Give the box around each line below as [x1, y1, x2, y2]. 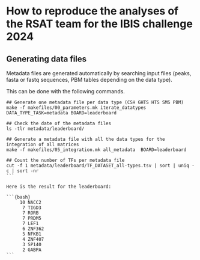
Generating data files [6, 54, 87, 64]
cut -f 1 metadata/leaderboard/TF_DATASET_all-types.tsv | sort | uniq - [6, 162, 195, 169]
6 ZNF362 [22, 226, 44, 232]
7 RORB [22, 210, 39, 216]
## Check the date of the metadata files [6, 120, 112, 126]
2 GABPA [22, 247, 42, 253]
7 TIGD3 [22, 205, 42, 211]
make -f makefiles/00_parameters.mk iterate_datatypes [6, 105, 147, 111]
